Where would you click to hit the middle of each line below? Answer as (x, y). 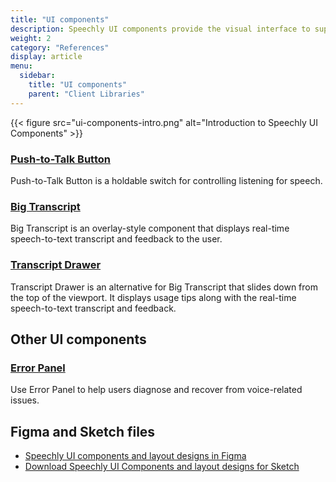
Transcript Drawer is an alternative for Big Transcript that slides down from (164, 287)
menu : (21, 66)
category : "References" (60, 47)
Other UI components (78, 339)
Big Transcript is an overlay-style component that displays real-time (150, 228)
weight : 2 (31, 38)
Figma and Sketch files (83, 431)
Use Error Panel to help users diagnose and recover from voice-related (156, 390)
